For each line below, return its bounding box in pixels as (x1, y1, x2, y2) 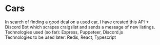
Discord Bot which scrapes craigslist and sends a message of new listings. (5, 24, 155, 30)
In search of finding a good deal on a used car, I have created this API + (5, 19, 149, 25)
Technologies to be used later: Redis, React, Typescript (5, 34, 116, 40)
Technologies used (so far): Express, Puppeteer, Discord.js (5, 29, 123, 35)
